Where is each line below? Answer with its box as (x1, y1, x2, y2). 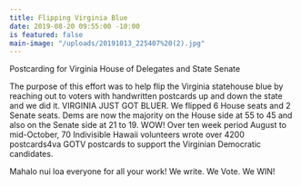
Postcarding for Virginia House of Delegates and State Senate (9, 64, 241, 74)
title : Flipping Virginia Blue (9, 13, 128, 23)
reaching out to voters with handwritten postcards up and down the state (9, 91, 284, 102)
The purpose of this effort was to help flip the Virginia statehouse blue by (9, 81, 284, 92)
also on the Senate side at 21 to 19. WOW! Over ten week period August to (9, 120, 286, 131)
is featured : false (9, 30, 84, 39)
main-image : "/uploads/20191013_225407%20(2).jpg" (9, 38, 206, 48)
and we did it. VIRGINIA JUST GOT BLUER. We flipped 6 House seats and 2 (9, 101, 291, 112)
